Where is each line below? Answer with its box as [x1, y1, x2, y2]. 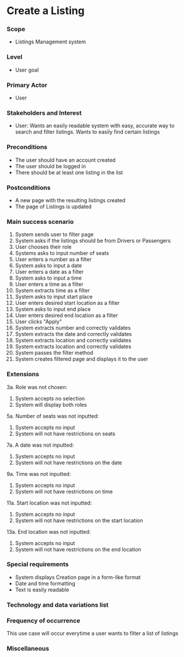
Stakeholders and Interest [6, 109, 82, 117]
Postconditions [6, 183, 51, 192]
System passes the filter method [15, 349, 93, 356]
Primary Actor [6, 81, 47, 89]
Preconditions [6, 143, 48, 151]
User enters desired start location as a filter [15, 299, 120, 307]
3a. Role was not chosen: [6, 383, 68, 390]
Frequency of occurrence [6, 617, 81, 625]
